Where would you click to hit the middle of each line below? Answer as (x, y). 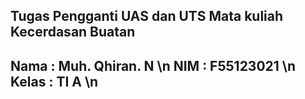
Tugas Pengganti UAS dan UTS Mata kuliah (147, 16)
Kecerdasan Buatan (73, 32)
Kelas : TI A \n (54, 81)
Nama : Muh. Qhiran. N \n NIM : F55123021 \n (153, 65)
